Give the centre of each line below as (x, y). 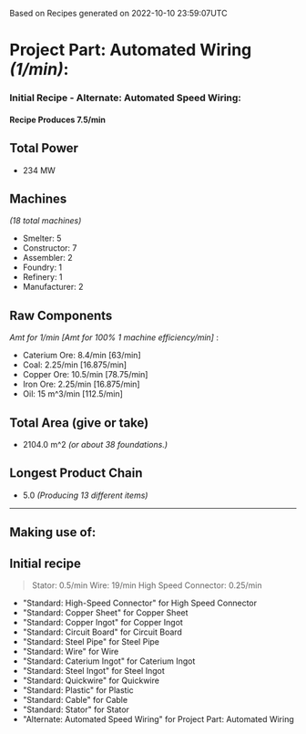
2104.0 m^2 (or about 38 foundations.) (95, 444)
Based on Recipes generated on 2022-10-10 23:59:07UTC (118, 13)
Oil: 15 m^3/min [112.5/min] (72, 394)
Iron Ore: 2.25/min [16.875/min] (81, 384)
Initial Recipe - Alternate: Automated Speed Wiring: (125, 98)
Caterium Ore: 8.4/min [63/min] (82, 356)
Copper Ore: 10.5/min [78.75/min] (85, 375)
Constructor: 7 (50, 248)
